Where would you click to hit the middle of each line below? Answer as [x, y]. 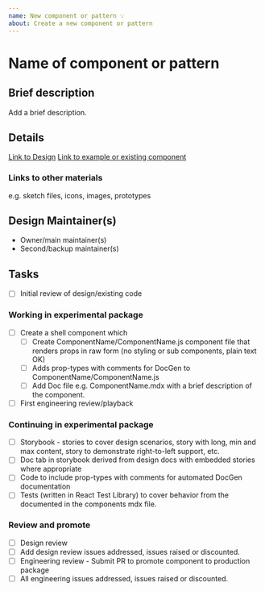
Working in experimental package [76, 315]
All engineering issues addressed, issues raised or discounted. [124, 578]
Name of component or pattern [114, 63]
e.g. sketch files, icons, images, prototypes [80, 195]
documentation [45, 487]
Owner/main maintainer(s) [63, 240]
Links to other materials [56, 178]
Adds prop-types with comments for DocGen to [111, 368]
